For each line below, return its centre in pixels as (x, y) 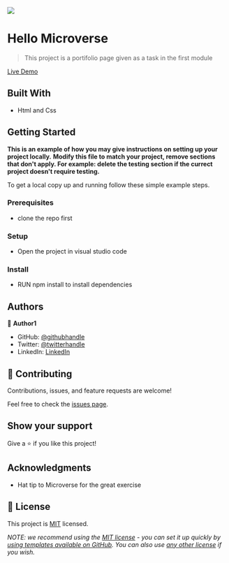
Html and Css (37, 110)
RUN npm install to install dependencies (75, 285)
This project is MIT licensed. (48, 523)
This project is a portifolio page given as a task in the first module (118, 58)
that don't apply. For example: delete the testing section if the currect (110, 163)
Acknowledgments (50, 468)
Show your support (50, 426)
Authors (25, 306)
